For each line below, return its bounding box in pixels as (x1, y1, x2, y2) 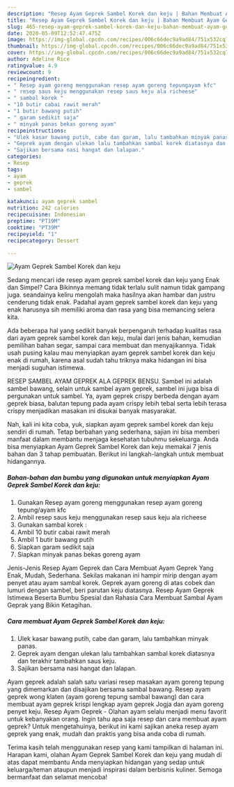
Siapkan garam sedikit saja (17, 543, 95, 552)
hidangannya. (7, 457, 47, 466)
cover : (7, 50, 26, 57)
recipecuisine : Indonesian (7, 211, 86, 219)
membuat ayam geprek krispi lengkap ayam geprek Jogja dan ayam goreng (7, 700, 224, 709)
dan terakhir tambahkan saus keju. (17, 657, 117, 665)
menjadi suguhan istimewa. (7, 364, 86, 372)
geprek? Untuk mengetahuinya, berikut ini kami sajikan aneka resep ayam (7, 722, 219, 730)
